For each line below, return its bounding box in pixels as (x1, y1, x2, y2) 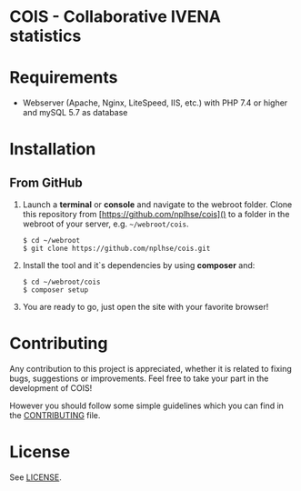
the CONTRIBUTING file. (9, 410, 101, 421)
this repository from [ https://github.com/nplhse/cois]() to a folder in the (22, 209, 290, 220)
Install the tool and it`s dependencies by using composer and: (22, 260, 256, 271)
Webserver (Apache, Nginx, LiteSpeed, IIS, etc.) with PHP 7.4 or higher (22, 97, 288, 108)
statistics (9, 25, 82, 46)
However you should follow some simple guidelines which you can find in (9, 400, 285, 411)
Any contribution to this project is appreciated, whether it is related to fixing (9, 364, 293, 375)
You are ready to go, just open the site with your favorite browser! (22, 302, 269, 313)
